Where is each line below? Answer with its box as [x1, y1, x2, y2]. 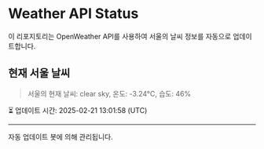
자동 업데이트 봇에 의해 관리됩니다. [8, 132, 113, 141]
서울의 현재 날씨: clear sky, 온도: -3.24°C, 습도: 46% [27, 89, 192, 98]
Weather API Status [8, 5, 139, 23]
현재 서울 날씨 [8, 67, 71, 80]
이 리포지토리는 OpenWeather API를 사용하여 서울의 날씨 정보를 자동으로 [8, 31, 232, 41]
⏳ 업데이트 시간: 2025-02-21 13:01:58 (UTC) [8, 105, 148, 114]
